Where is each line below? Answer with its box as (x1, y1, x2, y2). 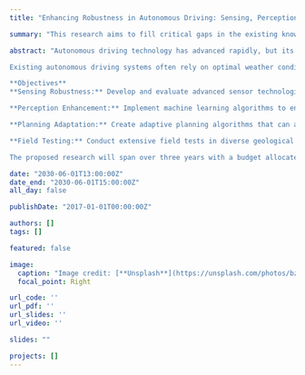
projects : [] (9, 351, 59, 360)
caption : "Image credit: (17, 269, 112, 278)
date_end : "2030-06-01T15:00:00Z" (9, 178, 141, 187)
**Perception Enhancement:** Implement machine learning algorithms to (9, 104, 286, 113)
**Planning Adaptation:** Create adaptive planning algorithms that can (9, 120, 290, 129)
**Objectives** (9, 79, 67, 88)
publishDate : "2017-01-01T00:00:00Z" (9, 202, 152, 212)
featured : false (9, 243, 71, 252)
